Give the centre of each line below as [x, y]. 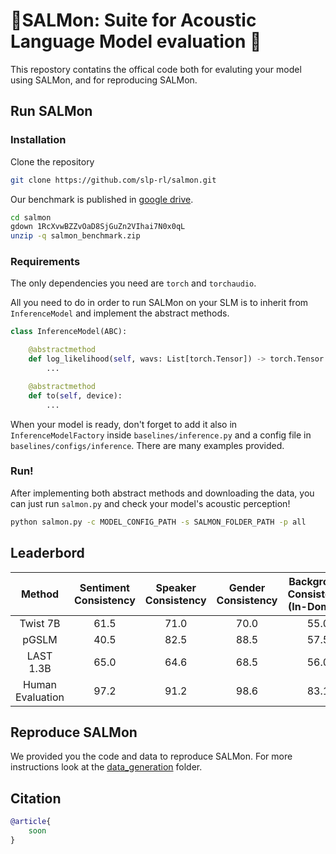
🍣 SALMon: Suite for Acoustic [133, 20]
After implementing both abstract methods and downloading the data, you [162, 493]
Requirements [45, 262]
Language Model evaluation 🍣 [136, 41]
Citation [36, 798]
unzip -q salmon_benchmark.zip [75, 236]
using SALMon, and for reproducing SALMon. [104, 80]
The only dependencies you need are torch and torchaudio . [133, 283]
